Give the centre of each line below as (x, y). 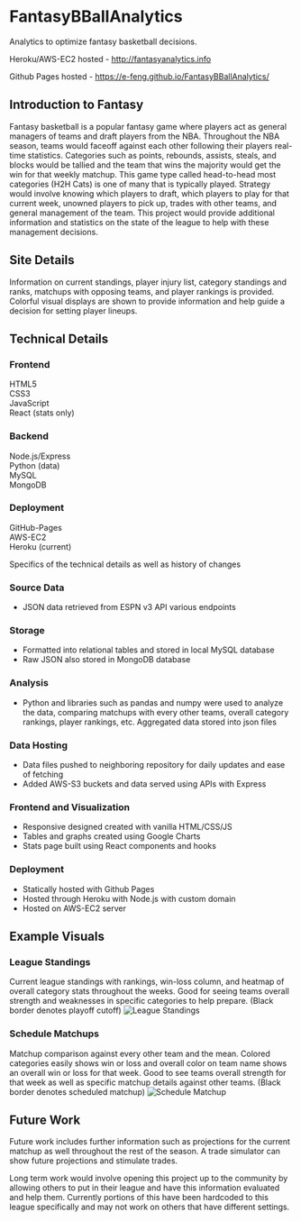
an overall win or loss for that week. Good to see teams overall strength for (148, 1072)
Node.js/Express (40, 456)
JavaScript (29, 404)
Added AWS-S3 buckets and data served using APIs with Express (144, 784)
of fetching (43, 775)
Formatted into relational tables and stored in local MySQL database (148, 650)
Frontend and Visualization (70, 806)
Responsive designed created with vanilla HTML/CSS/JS (127, 827)
